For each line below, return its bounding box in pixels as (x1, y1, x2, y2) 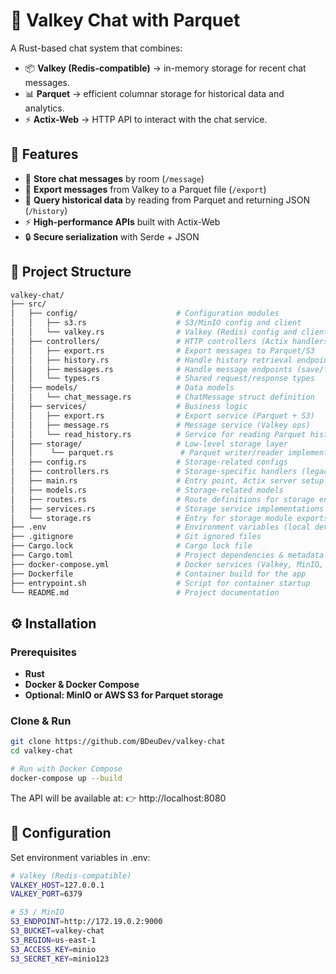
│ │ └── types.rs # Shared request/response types (10, 374, 315, 384)
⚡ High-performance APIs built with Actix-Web (24, 215, 221, 228)
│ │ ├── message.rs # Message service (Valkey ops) (10, 420, 311, 430)
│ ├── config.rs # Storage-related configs (10, 457, 288, 468)
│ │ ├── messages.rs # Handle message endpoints (10, 364, 293, 374)
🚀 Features (10, 146, 79, 163)
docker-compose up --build (10, 774, 123, 784)
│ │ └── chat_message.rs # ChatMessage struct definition (10, 392, 315, 403)
